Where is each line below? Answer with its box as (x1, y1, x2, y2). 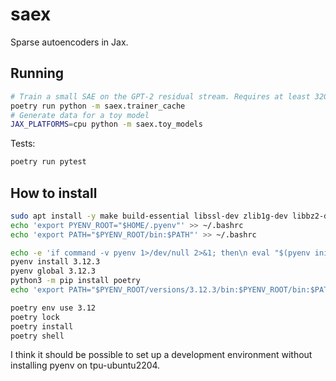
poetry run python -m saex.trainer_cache (10, 101, 186, 111)
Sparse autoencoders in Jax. (10, 36, 129, 48)
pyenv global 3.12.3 (10, 266, 97, 277)
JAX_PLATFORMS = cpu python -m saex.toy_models (10, 119, 203, 130)
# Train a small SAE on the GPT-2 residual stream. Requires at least (10, 91, 311, 102)
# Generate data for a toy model (10, 110, 150, 120)
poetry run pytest (10, 157, 87, 167)
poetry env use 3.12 (10, 303, 97, 313)
